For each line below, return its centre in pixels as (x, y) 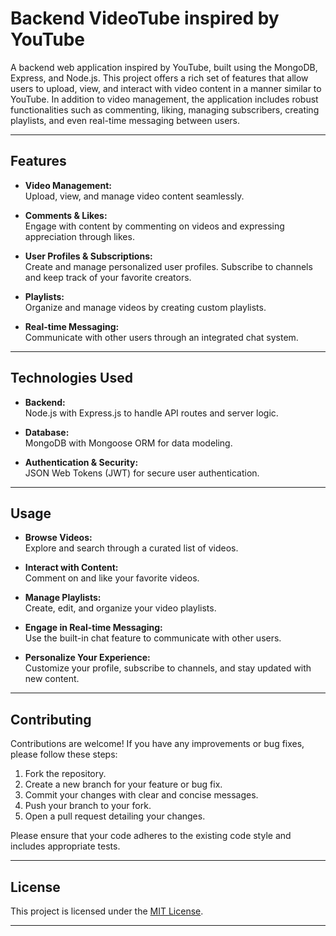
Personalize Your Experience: (87, 658)
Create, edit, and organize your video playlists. (120, 608)
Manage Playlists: (63, 598)
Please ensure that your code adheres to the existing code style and (151, 836)
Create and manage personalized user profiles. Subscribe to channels (168, 266)
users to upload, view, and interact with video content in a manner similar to (166, 88)
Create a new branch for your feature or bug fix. (123, 784)
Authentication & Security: (81, 462)
